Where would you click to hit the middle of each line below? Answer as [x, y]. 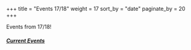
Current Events [26, 40]
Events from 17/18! [29, 27]
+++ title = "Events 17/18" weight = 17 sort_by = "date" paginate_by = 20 [96, 9]
